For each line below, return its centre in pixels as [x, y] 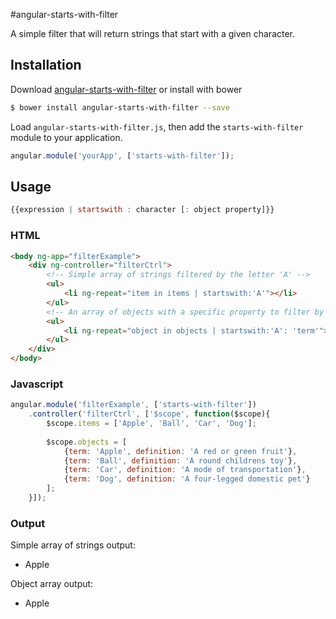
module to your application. [66, 137]
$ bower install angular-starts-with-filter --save [120, 107]
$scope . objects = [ [87, 442]
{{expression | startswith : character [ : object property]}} [142, 210]
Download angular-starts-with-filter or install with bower [126, 89]
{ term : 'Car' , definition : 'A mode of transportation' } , [185, 470]
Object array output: [52, 584]
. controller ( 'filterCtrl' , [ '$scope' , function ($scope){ [149, 414]
